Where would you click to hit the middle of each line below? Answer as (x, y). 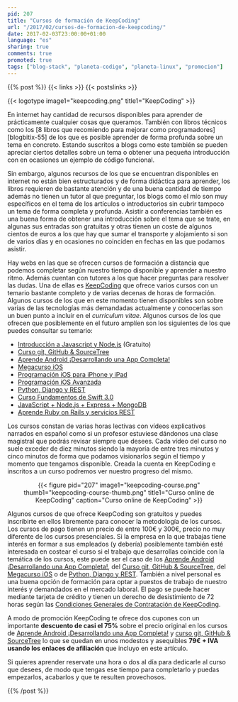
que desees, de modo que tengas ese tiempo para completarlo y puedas (113, 669)
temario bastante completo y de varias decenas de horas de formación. (112, 292)
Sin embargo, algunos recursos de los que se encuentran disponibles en (113, 173)
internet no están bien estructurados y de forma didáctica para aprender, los (119, 181)
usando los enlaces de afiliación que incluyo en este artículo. (98, 648)
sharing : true (28, 47)
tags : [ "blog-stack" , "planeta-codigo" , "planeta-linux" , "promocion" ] (115, 67)
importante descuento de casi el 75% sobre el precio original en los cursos (118, 625)
